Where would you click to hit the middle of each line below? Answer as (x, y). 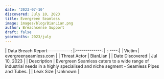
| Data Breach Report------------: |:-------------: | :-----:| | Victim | (72, 50)
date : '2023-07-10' (25, 10)
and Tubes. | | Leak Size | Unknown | (42, 71)
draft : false (18, 32)
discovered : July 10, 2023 (33, 14)
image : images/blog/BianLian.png (39, 23)
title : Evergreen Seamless (33, 19)
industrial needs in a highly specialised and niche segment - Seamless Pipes (82, 66)
